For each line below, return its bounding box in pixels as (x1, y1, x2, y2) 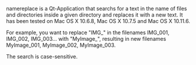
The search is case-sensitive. (6, 53, 78, 60)
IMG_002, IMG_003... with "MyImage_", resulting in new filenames (6, 35, 166, 42)
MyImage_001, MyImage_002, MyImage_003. (6, 41, 116, 48)
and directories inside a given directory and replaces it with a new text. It (6, 11, 183, 18)
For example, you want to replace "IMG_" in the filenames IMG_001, (6, 29, 170, 36)
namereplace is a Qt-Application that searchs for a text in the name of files (6, 5, 187, 12)
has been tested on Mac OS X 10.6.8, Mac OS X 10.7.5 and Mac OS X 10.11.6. (6, 18, 191, 24)
